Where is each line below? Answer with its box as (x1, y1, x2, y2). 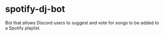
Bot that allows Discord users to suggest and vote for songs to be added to (5, 20, 160, 26)
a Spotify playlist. (5, 25, 41, 31)
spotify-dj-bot (5, 3, 65, 15)
